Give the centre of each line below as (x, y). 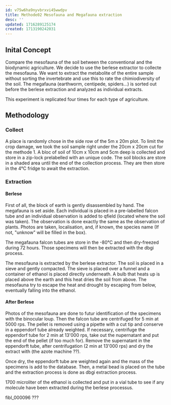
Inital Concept (28, 50)
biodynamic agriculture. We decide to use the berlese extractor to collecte (83, 68)
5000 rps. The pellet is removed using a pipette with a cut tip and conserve (84, 324)
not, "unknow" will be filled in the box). (46, 232)
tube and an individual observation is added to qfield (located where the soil (85, 216)
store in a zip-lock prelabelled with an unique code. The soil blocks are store (86, 157)
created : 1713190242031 (31, 29)
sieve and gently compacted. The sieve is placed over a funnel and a (78, 268)
